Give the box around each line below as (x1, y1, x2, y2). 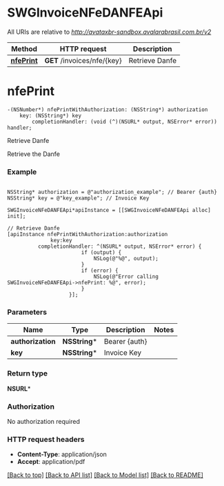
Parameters (7, 307, 47, 317)
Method (11, 43, 38, 53)
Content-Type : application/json (17, 450, 107, 458)
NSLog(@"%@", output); (93, 255, 159, 262)
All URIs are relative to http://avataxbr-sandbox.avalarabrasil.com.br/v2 (7, 28, 212, 36)
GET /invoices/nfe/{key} (44, 55, 122, 65)
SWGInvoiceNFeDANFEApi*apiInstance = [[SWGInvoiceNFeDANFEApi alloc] (7, 207, 212, 214)
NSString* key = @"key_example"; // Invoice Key (7, 195, 150, 202)
